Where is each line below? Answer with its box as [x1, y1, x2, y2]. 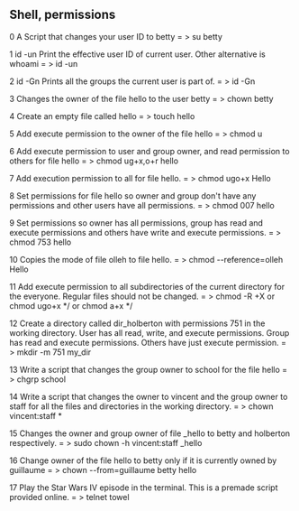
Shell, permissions [9, 7, 116, 23]
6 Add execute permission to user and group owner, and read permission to [9, 145, 290, 156]
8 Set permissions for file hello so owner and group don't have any [9, 190, 257, 201]
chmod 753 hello [9, 237, 72, 247]
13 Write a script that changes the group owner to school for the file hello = [9, 364, 288, 375]
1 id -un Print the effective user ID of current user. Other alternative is [9, 49, 266, 60]
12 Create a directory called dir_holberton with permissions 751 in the [9, 318, 266, 329]
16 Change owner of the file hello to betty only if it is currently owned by [9, 455, 277, 466]
